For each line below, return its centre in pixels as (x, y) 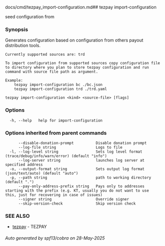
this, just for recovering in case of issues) (54, 195)
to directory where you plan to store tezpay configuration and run (77, 68)
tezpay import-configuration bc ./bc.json (58, 85)
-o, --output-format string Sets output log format (77, 169)
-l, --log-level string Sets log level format (76, 152)
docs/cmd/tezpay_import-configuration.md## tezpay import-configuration (81, 7)
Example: (14, 81)
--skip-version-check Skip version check (77, 204)
